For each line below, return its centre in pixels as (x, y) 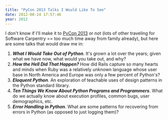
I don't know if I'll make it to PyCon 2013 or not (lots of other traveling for (80, 33)
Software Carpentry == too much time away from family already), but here (82, 38)
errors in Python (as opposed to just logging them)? (65, 112)
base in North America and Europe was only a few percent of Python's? (86, 75)
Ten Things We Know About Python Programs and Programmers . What (87, 91)
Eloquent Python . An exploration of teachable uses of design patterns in (87, 80)
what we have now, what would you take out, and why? (69, 59)
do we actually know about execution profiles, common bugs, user (81, 96)
